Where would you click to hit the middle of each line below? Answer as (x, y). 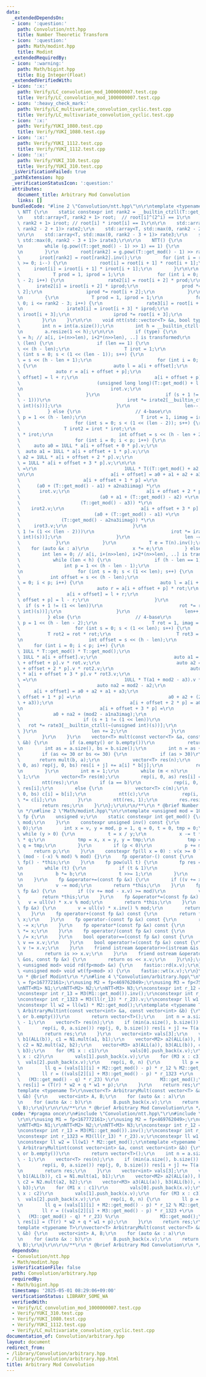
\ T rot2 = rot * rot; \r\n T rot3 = (108, 634)
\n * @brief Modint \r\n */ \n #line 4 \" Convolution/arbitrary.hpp (103, 977)
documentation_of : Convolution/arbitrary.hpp (65, 1336)
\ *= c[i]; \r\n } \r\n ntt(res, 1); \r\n (87, 800)
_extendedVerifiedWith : (42, 80)
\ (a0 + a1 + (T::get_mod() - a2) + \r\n (108, 497)
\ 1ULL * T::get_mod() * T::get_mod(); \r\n (74, 651)
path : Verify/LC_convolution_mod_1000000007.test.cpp (87, 92)
